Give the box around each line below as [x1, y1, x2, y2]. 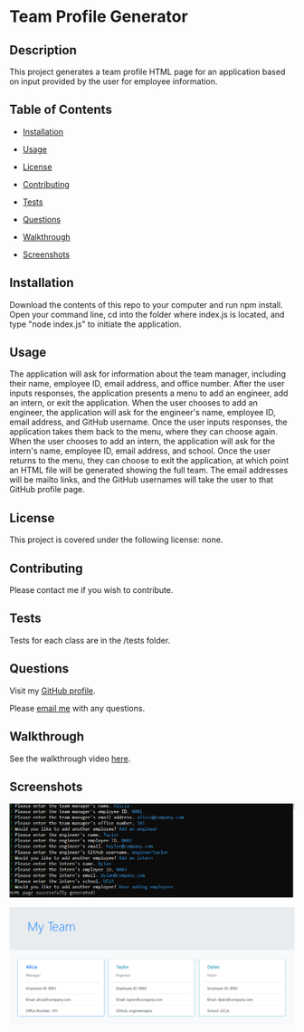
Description [9, 43, 77, 58]
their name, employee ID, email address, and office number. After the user [9, 378, 285, 389]
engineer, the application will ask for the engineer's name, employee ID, [9, 407, 276, 418]
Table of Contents [9, 102, 113, 118]
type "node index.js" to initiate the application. [9, 319, 182, 330]
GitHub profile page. [9, 484, 86, 495]
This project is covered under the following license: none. [9, 534, 223, 545]
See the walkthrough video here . [9, 753, 131, 764]
